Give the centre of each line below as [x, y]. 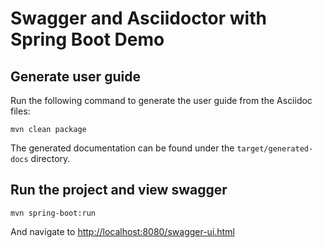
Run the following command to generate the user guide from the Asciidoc [161, 100]
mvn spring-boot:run [53, 213]
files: [20, 111]
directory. [50, 158]
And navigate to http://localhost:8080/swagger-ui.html [122, 231]
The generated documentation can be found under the [122, 148]
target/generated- [275, 149]
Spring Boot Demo [87, 39]
